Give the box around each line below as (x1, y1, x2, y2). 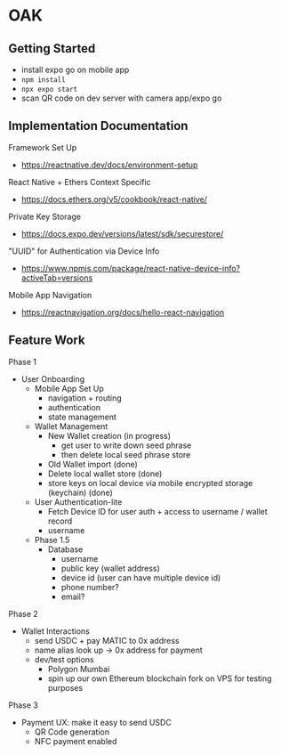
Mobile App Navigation (8, 289, 92, 300)
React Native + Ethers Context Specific (8, 176, 152, 187)
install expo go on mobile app (20, 64, 130, 75)
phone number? (60, 581, 119, 592)
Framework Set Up (8, 142, 77, 152)
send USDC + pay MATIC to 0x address (34, 635, 180, 645)
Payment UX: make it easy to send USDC (20, 717, 173, 727)
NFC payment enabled (34, 735, 117, 746)
